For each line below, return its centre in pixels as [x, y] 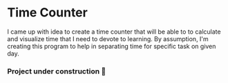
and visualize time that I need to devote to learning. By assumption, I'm [108, 38]
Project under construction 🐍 [57, 71]
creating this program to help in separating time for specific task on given [112, 46]
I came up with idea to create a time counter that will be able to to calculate [114, 32]
